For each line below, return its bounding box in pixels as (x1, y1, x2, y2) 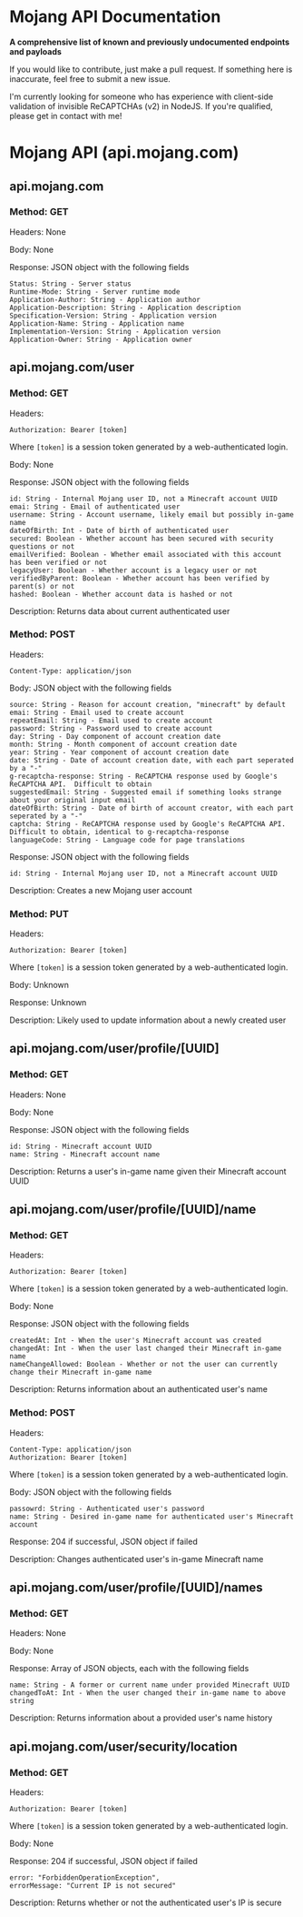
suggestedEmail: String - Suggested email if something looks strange (9, 787, 282, 797)
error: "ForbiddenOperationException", (9, 1873, 161, 1882)
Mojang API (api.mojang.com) (9, 143, 239, 163)
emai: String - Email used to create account (9, 708, 184, 717)
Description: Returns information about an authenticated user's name (9, 1384, 268, 1395)
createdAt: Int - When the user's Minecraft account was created (9, 1336, 261, 1346)
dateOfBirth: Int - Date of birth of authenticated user (9, 526, 230, 535)
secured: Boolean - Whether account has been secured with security (9, 534, 274, 543)
